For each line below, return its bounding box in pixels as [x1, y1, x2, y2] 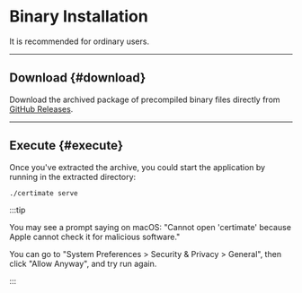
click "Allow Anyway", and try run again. [9, 258, 157, 270]
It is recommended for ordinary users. [9, 36, 150, 47]
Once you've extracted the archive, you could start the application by [9, 161, 266, 172]
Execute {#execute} [9, 138, 124, 153]
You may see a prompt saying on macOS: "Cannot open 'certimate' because [9, 222, 292, 233]
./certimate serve [9, 188, 78, 198]
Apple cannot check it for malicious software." [9, 231, 181, 243]
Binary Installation [9, 6, 148, 27]
